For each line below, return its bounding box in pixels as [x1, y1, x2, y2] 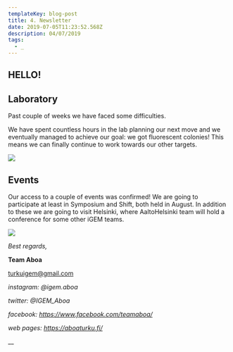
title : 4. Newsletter [8, 17, 72, 24]
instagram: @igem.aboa [8, 283, 78, 291]
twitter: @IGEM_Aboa [8, 296, 70, 305]
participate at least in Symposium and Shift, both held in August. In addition [8, 200, 227, 208]
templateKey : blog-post [8, 10, 78, 18]
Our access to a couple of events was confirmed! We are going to [8, 193, 199, 201]
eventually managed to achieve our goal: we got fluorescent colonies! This [8, 133, 224, 142]
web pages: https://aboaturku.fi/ [8, 324, 103, 332]
